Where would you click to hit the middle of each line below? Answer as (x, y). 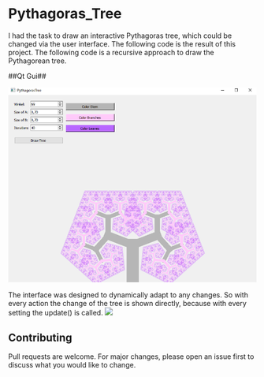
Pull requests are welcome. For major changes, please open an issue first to (131, 356)
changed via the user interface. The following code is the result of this (122, 43)
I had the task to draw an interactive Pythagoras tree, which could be (120, 35)
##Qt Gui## (27, 76)
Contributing (40, 337)
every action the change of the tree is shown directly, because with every (127, 304)
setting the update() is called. (56, 313)
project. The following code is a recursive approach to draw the (111, 52)
